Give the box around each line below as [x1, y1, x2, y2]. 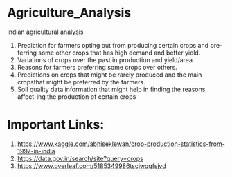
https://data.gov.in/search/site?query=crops [17, 154, 143, 162]
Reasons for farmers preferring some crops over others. [17, 63, 178, 71]
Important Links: [7, 117, 105, 133]
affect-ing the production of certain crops [17, 92, 136, 101]
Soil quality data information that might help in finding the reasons [17, 85, 206, 93]
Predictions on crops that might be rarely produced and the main [17, 71, 202, 79]
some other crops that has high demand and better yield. [37, 48, 201, 57]
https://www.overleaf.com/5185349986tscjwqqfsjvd [17, 161, 166, 170]
